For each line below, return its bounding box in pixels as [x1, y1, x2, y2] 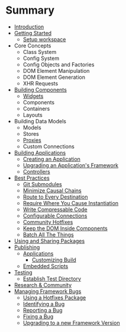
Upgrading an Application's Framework [22, 161, 119, 169]
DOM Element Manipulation [22, 67, 90, 74]
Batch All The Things [22, 231, 75, 238]
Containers [22, 105, 50, 112]
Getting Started [14, 29, 51, 36]
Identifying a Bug [22, 300, 65, 307]
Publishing [14, 244, 40, 251]
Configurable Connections [22, 212, 88, 219]
